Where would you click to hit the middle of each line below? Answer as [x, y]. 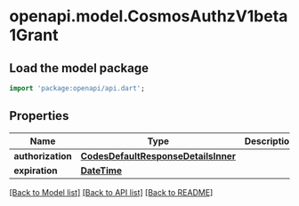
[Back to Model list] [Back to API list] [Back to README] [111, 192]
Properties [39, 116]
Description [270, 141]
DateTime [101, 170]
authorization [43, 155]
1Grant [34, 35]
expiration [36, 170]
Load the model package [79, 68]
